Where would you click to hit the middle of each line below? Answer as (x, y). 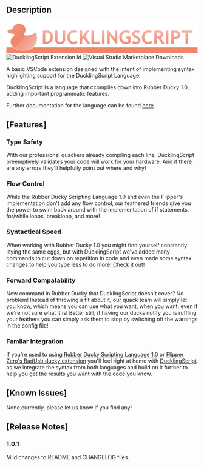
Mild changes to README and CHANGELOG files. (68, 457)
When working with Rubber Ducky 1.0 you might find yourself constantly (97, 245)
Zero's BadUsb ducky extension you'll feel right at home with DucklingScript (102, 361)
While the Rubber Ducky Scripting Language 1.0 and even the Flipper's (95, 197)
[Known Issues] (37, 393)
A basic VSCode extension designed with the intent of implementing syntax (100, 69)
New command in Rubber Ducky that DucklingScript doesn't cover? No (95, 294)
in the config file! (27, 326)
